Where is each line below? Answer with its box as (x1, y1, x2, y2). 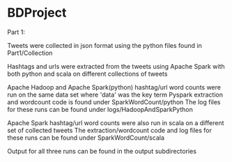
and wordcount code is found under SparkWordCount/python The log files (7, 97, 221, 106)
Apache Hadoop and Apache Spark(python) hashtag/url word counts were (7, 83, 222, 91)
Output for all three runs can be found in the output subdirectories (7, 147, 197, 155)
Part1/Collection (7, 49, 53, 57)
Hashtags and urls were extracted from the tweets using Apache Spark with (7, 62, 225, 70)
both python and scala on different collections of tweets (7, 70, 168, 78)
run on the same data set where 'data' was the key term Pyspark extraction (7, 90, 223, 99)
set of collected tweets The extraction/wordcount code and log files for (7, 126, 212, 134)
